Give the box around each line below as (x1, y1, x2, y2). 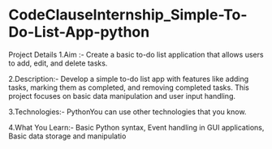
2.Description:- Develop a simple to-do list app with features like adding (8, 74, 249, 83)
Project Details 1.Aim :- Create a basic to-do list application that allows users (8, 49, 264, 59)
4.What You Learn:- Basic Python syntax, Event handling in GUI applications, (8, 122, 265, 132)
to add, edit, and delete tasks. (8, 58, 108, 68)
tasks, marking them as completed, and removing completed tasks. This (8, 83, 249, 92)
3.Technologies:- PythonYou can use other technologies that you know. (8, 107, 247, 117)
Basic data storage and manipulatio (8, 131, 127, 141)
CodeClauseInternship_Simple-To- (8, 6, 248, 24)
